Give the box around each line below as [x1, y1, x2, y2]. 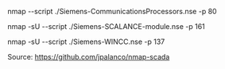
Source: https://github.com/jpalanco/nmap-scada [7, 53, 170, 61]
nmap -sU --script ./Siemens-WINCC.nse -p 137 [7, 37, 165, 46]
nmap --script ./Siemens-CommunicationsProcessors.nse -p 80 [7, 7, 217, 16]
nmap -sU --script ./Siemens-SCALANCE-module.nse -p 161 [7, 22, 206, 31]
